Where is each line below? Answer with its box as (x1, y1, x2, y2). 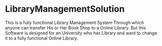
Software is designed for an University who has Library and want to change (5, 30, 158, 36)
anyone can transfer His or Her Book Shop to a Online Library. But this (5, 24, 146, 30)
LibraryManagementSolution (5, 3, 125, 15)
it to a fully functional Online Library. (5, 35, 78, 41)
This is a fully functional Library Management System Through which (5, 20, 144, 25)
